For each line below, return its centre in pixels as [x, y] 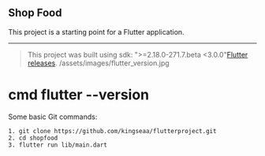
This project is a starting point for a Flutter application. [96, 32]
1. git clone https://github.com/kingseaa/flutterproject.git [112, 131]
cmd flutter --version [79, 95]
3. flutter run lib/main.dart [58, 145]
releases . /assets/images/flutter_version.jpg [98, 63]
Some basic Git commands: [53, 117]
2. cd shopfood [33, 138]
